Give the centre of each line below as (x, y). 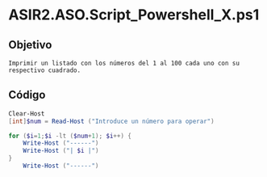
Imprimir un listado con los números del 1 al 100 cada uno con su (124, 63)
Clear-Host (27, 114)
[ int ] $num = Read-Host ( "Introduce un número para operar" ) (112, 121)
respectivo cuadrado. (45, 70)
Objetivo (30, 45)
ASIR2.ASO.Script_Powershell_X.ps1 (134, 15)
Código (27, 95)
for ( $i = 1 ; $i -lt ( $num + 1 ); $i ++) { (70, 136)
